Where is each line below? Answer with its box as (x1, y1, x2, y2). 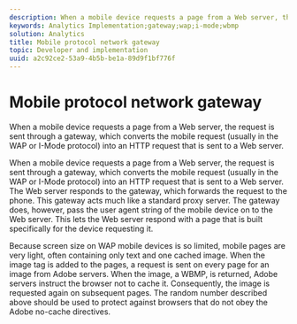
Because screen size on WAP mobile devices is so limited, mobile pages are (9, 240, 286, 251)
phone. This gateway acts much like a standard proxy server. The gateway (9, 195, 280, 205)
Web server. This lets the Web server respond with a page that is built (9, 213, 263, 224)
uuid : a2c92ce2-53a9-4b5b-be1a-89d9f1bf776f (9, 54, 176, 63)
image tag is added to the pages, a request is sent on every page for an (9, 258, 270, 270)
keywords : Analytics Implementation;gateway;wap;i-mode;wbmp (9, 21, 240, 30)
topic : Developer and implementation (9, 46, 148, 55)
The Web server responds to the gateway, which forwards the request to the (9, 185, 287, 196)
